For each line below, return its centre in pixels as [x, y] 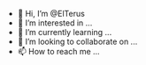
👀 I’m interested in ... [55, 23]
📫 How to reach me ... [58, 51]
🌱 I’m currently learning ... [65, 32]
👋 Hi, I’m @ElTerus [51, 14]
